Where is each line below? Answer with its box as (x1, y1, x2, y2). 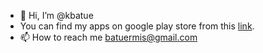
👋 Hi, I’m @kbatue (19, 10, 94, 21)
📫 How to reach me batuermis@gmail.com (19, 31, 198, 43)
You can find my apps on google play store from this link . (19, 20, 255, 32)
